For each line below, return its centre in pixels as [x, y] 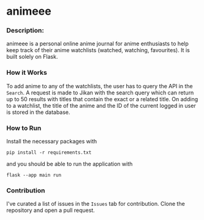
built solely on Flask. [32, 57]
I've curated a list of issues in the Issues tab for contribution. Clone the [96, 204]
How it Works [27, 73]
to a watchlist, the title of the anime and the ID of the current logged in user [101, 105]
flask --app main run [34, 175]
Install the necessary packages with [52, 142]
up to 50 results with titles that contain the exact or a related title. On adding [102, 99]
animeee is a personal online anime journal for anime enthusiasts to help [97, 44]
